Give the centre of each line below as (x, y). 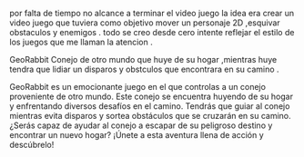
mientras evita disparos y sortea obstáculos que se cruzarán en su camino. (150, 116)
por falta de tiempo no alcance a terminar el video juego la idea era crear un (152, 13)
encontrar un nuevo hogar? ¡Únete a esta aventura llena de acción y (137, 135)
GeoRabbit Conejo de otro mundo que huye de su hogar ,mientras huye (143, 59)
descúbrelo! (32, 145)
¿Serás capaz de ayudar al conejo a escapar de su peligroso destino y (141, 125)
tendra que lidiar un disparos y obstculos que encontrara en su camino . (144, 69)
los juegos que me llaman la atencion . (81, 42)
